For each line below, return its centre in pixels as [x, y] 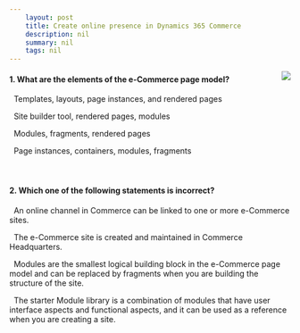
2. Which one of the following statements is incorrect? [112, 190]
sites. [19, 220]
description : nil [58, 34]
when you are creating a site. [62, 319]
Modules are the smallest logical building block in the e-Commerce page [147, 263]
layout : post [50, 17]
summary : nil [50, 42]
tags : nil [44, 51]
